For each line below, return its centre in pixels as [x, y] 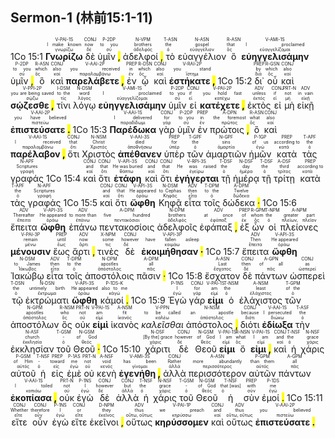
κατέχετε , [222, 105]
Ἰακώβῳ [27, 275]
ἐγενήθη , [140, 373]
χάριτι [158, 349]
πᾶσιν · [151, 275]
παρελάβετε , [95, 80]
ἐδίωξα [277, 324]
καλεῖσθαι [162, 324]
